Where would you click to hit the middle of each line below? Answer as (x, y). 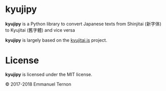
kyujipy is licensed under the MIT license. (49, 74)
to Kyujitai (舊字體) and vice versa (40, 30)
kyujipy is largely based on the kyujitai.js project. (56, 40)
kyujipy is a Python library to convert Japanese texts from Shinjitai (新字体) (83, 24)
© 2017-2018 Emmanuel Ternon (38, 84)
